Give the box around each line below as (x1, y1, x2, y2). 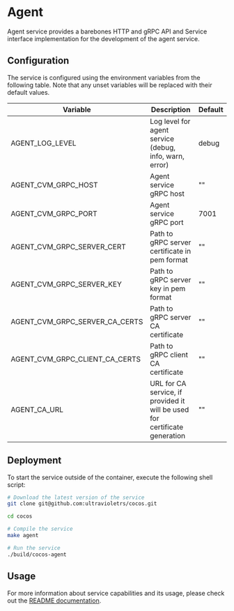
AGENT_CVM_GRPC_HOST (10, 180, 99, 190)
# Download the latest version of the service (7, 494, 145, 501)
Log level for (149, 116, 191, 126)
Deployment (7, 454, 62, 467)
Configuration (7, 55, 70, 67)
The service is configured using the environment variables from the (7, 73, 201, 82)
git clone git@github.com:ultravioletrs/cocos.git (7, 500, 157, 507)
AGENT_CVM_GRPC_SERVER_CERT (10, 242, 127, 252)
